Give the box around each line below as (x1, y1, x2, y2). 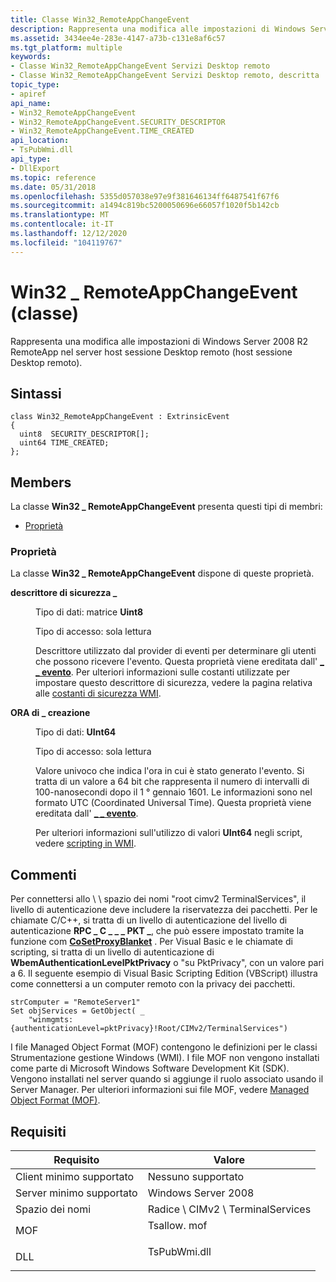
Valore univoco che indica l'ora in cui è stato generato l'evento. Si (35, 765, 305, 777)
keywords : (10, 52, 52, 62)
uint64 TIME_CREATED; (19, 438, 110, 448)
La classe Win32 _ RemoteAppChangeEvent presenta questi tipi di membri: (10, 501, 323, 513)
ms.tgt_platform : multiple (10, 42, 123, 53)
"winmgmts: (28, 1015, 74, 1025)
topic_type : (10, 80, 60, 90)
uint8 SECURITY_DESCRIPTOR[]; (19, 429, 150, 440)
